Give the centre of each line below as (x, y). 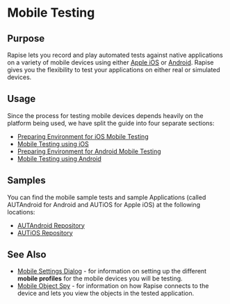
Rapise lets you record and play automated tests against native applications (115, 55)
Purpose (26, 39)
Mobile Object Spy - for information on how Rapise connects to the (113, 286)
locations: (21, 212)
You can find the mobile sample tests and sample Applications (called (107, 197)
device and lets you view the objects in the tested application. (106, 294)
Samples (27, 181)
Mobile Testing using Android (59, 158)
